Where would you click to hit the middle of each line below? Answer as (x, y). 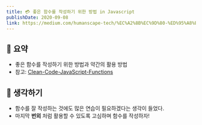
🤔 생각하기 (25, 93)
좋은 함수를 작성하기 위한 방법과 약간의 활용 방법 (71, 64)
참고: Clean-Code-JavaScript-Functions (64, 72)
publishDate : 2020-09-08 (37, 17)
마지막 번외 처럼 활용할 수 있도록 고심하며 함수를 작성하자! (82, 116)
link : (13, 23)
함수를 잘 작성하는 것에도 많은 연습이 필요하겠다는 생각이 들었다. (89, 108)
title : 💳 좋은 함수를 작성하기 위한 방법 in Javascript (71, 12)
